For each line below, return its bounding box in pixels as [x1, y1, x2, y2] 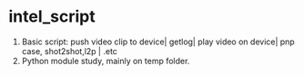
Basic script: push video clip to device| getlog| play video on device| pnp [21, 36, 295, 47]
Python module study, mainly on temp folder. [21, 55, 190, 66]
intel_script [8, 6, 96, 27]
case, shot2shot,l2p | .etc [21, 45, 117, 56]
